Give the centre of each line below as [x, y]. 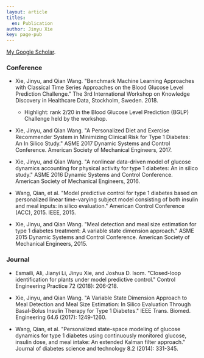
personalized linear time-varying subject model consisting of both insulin [107, 199]
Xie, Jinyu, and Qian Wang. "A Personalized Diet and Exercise [92, 131]
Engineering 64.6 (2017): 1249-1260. [61, 317]
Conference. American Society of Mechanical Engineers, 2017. [93, 150]
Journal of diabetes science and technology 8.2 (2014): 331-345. [97, 348]
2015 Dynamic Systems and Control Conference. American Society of [102, 237]
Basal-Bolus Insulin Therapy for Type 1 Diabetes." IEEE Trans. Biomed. [103, 310]
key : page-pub [24, 35]
